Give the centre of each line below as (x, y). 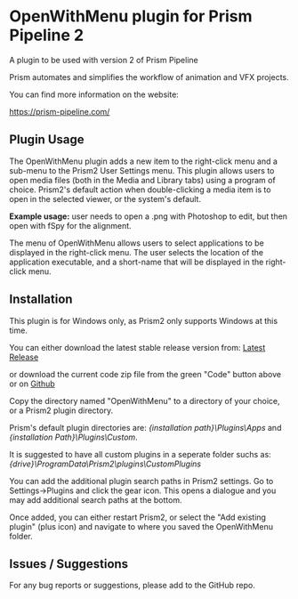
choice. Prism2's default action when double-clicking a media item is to (140, 190)
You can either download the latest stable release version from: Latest (137, 347)
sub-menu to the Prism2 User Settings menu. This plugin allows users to (142, 170)
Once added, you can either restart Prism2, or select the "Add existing (138, 517)
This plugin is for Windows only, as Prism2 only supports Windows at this (144, 320)
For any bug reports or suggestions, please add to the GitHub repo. (132, 586)
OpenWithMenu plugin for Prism (131, 16)
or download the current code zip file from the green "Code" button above (145, 374)
